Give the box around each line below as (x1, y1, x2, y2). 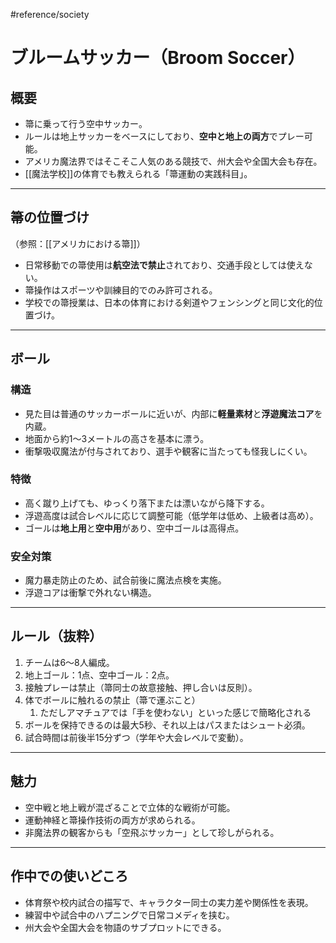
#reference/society (10, 9, 90, 20)
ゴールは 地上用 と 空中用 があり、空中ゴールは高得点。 (24, 522, 245, 534)
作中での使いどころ (10, 868, 129, 885)
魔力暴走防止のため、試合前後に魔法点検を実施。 (24, 574, 227, 586)
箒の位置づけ (10, 209, 90, 226)
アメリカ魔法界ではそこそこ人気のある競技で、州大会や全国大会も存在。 (24, 155, 323, 167)
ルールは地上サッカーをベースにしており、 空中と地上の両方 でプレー (24, 130, 305, 142)
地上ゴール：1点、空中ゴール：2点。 (24, 669, 175, 681)
